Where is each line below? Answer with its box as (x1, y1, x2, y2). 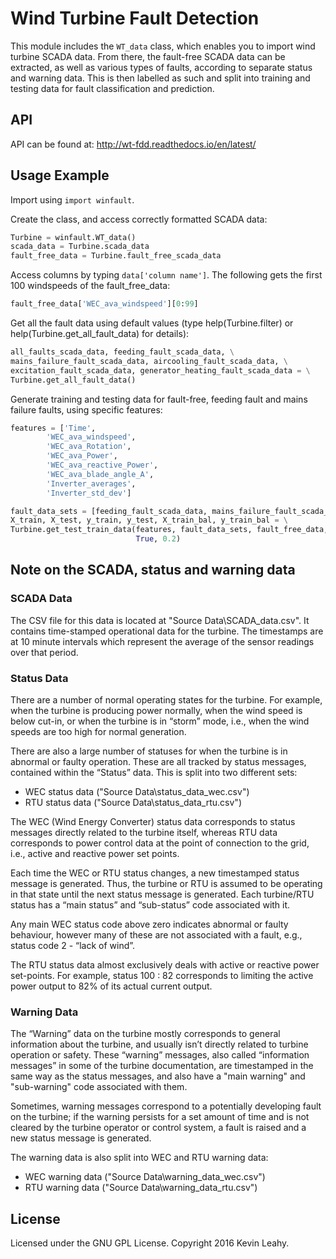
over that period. (10, 646, 79, 658)
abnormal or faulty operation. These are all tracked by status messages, (10, 756, 307, 768)
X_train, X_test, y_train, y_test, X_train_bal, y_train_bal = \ (10, 515, 288, 526)
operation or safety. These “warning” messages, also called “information (10, 1049, 310, 1061)
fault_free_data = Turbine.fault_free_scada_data (10, 251, 222, 261)
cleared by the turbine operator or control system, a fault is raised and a (10, 1122, 307, 1134)
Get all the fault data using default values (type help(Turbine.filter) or (10, 317, 294, 329)
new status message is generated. (10, 1132, 152, 1144)
